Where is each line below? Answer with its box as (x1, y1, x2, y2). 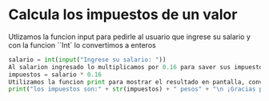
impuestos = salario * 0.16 (8, 70, 102, 79)
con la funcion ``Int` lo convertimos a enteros (8, 40, 156, 49)
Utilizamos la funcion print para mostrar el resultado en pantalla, (8, 78, 246, 86)
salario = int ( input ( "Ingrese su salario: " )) (8, 56, 167, 64)
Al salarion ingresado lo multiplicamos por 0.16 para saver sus (8, 63, 231, 71)
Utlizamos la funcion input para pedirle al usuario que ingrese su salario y (8, 32, 251, 41)
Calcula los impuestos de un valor (8, 6, 238, 24)
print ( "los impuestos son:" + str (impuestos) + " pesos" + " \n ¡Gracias (8, 85, 256, 93)
